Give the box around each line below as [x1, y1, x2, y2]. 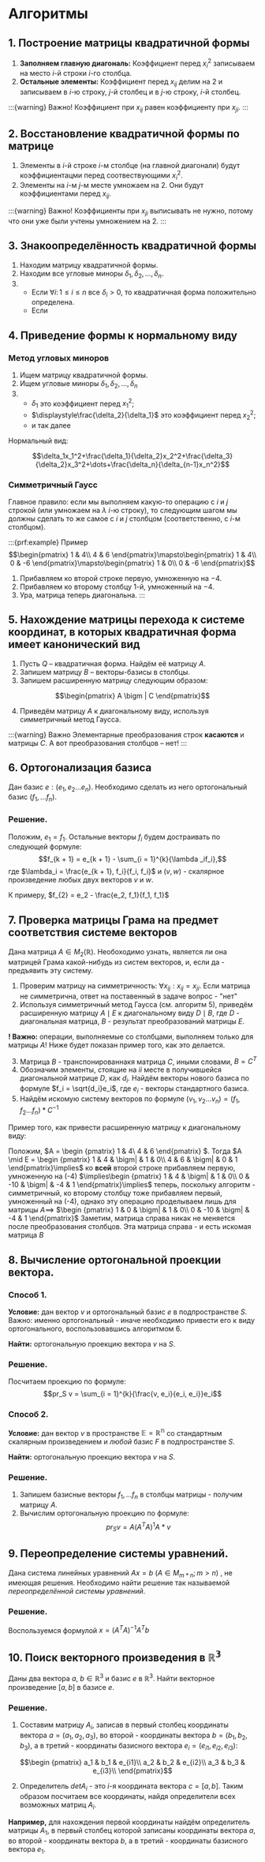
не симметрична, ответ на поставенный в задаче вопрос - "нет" [19, 991, 238, 1001]
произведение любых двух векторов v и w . [8, 875, 154, 885]
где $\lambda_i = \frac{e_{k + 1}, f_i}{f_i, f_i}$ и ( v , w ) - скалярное [8, 867, 225, 876]
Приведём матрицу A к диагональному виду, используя [19, 706, 209, 715]
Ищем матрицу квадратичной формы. [19, 370, 148, 380]
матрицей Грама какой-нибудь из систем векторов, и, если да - [8, 957, 225, 967]
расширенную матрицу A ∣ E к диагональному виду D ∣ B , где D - [19, 1008, 240, 1017]
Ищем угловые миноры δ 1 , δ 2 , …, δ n [19, 379, 138, 390]
